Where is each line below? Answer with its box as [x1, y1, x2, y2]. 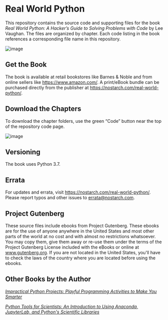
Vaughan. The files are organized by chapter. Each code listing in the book [5, 30, 160, 36]
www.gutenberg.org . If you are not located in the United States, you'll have [5, 250, 160, 255]
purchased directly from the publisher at [5, 84, 89, 90]
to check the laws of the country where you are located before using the [5, 255, 156, 261]
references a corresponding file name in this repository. [5, 36, 121, 42]
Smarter [5, 294, 23, 300]
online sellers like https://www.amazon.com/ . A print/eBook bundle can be [5, 79, 160, 85]
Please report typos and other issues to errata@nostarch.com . [5, 195, 135, 201]
